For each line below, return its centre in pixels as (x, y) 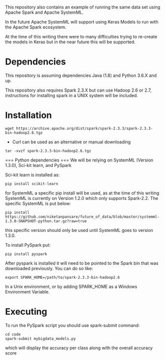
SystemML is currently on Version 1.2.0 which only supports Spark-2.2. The (82, 198)
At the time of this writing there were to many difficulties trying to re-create (81, 37)
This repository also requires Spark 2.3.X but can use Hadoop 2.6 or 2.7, (78, 90)
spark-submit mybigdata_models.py (41, 339)
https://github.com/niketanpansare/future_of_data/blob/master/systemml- (82, 217)
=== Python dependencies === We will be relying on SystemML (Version (79, 160)
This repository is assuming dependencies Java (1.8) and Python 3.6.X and (81, 75)
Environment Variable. (28, 292)
